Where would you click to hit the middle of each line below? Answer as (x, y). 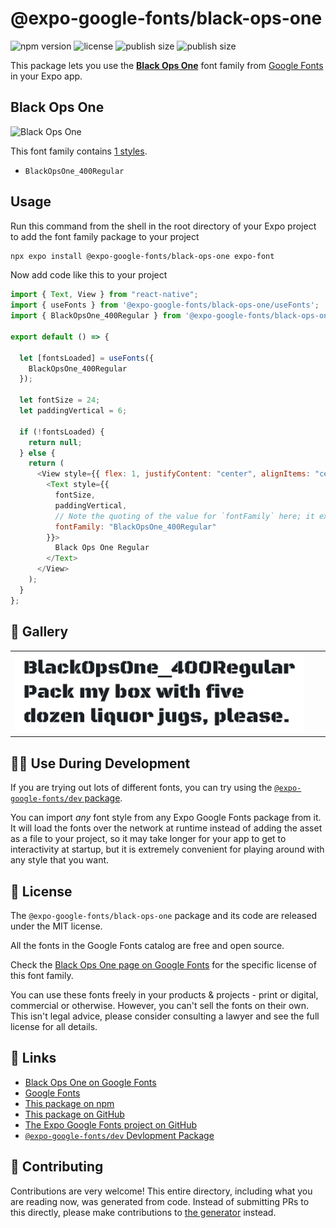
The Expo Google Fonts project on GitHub (110, 1124)
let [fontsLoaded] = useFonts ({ (87, 358)
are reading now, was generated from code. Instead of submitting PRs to (160, 1201)
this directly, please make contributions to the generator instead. (143, 1212)
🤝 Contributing (57, 1167)
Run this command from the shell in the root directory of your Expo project (163, 226)
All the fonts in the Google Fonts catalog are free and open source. (147, 945)
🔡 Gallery (39, 632)
